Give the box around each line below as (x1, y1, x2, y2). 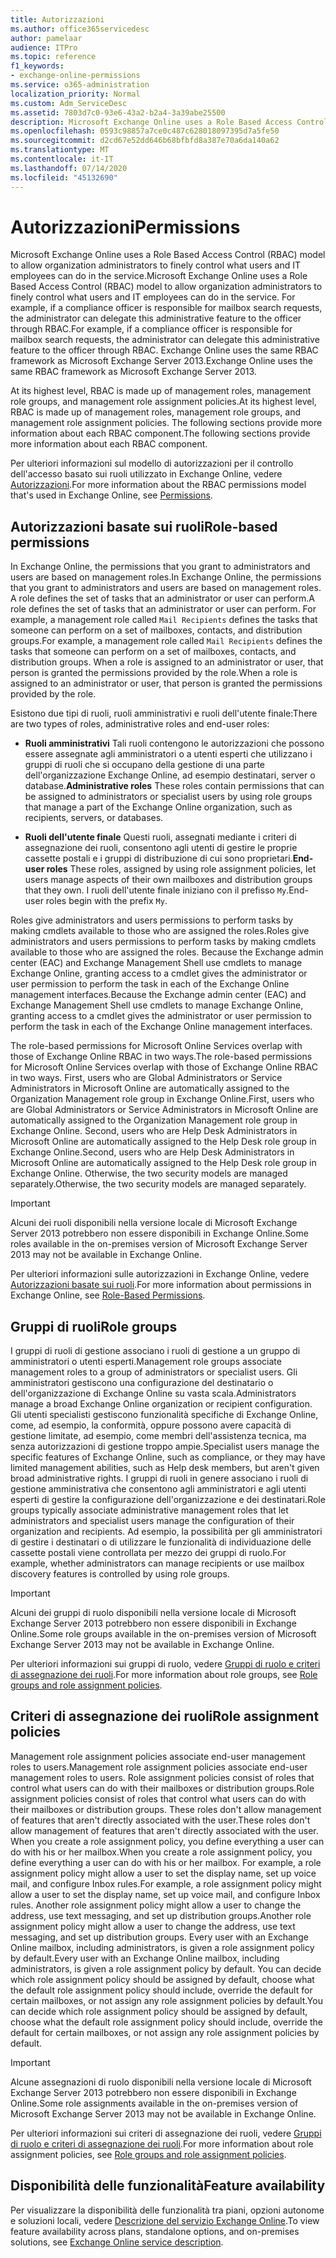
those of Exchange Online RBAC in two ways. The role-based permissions (10, 1051, 313, 1063)
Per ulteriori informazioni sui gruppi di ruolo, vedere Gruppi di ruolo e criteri (10, 1658, 321, 1670)
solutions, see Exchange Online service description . (10, 2236, 224, 2248)
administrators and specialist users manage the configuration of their (10, 1515, 295, 1527)
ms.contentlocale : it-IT (10, 154, 114, 164)
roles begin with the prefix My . (45, 895, 168, 907)
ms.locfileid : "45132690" (10, 172, 118, 183)
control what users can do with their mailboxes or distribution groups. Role (10, 1782, 315, 1794)
